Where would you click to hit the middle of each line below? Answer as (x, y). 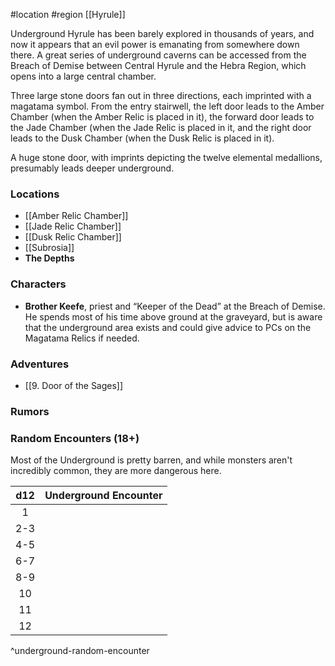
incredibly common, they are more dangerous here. (116, 471)
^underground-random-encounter (80, 651)
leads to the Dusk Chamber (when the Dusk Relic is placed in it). (142, 138)
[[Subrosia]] (49, 248)
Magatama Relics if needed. (82, 338)
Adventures (40, 364)
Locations (35, 194)
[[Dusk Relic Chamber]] (73, 237)
